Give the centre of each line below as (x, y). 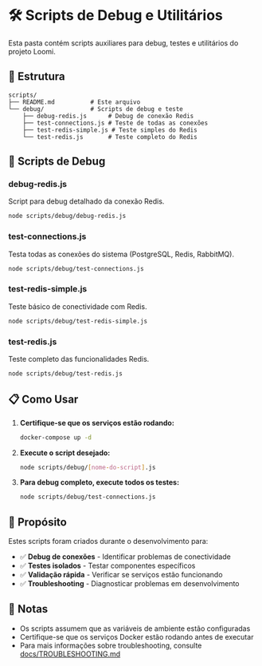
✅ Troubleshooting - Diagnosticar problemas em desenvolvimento (130, 584)
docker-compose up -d (55, 437)
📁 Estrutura (37, 77)
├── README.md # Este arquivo (74, 102)
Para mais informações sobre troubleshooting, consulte (111, 645)
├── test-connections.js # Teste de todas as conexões (115, 123)
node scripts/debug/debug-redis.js (67, 216)
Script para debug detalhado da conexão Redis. (86, 201)
